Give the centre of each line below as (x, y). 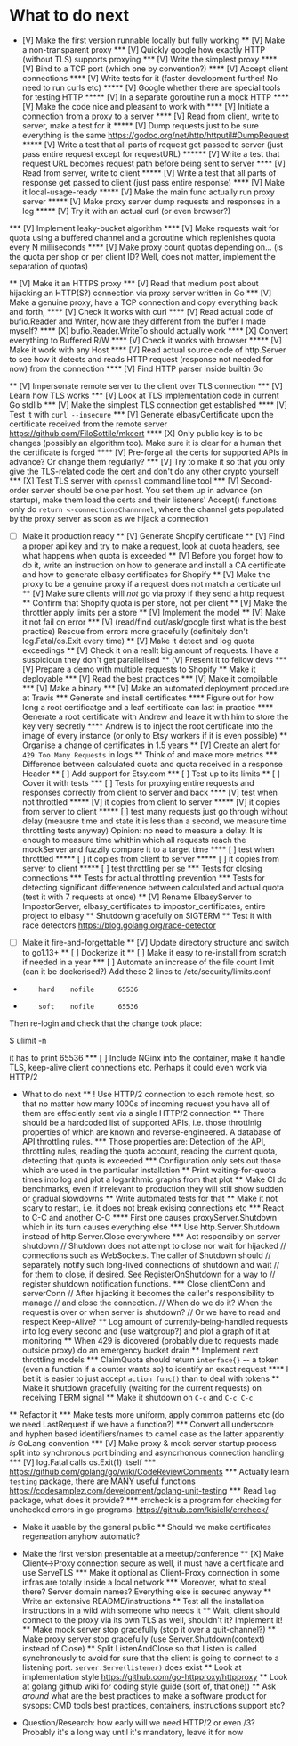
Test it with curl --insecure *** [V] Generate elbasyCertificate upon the (141, 414)
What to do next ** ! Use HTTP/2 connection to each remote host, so (148, 1095)
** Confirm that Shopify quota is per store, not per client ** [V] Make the (155, 603)
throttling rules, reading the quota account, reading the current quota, (149, 1151)
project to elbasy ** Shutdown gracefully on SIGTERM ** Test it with (147, 916)
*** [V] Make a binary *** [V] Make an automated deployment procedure (155, 688)
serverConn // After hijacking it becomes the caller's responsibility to (148, 1294)
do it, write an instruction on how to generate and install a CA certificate (154, 565)
